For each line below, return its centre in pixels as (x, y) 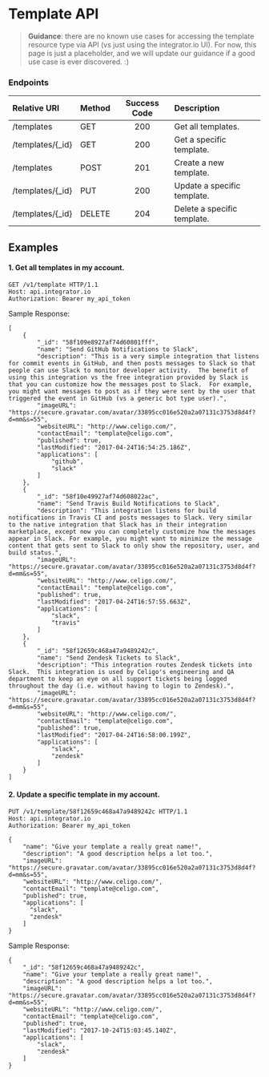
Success (142, 103)
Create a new (199, 163)
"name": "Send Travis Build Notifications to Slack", (128, 503)
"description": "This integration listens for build (127, 510)
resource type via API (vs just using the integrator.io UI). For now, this (142, 44)
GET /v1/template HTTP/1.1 (53, 284)
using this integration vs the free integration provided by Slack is (128, 377)
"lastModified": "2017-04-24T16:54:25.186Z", (114, 447)
